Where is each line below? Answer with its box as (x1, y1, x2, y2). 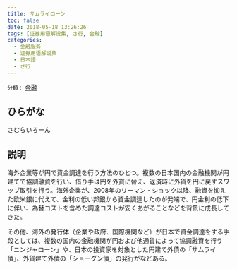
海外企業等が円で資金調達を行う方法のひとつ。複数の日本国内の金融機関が (7, 169, 224, 177)
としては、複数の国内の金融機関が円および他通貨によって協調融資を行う (13, 237, 224, 245)
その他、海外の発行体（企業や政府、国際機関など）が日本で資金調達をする (7, 227, 224, 237)
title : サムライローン (7, 10, 66, 18)
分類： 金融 (7, 83, 37, 92)
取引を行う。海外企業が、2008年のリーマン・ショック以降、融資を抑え (19, 186, 226, 195)
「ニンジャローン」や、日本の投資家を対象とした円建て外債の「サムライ (7, 245, 217, 254)
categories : (7, 37, 42, 44)
